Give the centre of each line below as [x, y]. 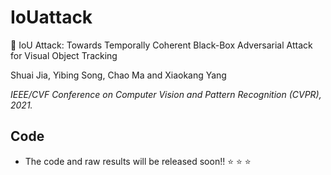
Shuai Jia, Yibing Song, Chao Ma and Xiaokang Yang [118, 75]
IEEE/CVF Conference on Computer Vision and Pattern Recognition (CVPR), [166, 94]
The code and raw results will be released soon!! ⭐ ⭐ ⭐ [138, 161]
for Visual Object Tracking [64, 55]
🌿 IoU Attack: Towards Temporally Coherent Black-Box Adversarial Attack [161, 45]
